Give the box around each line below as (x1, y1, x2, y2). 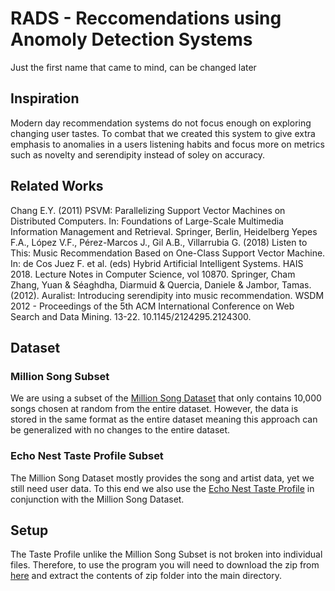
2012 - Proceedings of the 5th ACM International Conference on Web (10, 300, 295, 312)
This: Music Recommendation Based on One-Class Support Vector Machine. (10, 247, 326, 259)
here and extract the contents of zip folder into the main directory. (10, 570, 283, 582)
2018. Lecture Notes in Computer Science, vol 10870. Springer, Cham (10, 268, 296, 280)
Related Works (10, 178, 104, 195)
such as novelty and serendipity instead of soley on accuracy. (10, 148, 266, 161)
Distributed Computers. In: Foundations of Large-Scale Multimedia (10, 215, 284, 227)
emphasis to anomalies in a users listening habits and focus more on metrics (10, 138, 325, 150)
